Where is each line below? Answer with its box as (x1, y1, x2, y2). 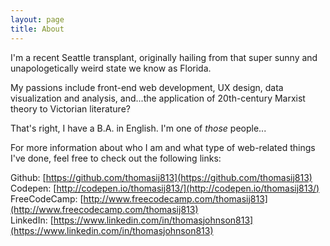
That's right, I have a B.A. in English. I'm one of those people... (10, 122, 267, 134)
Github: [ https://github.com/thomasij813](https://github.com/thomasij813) (10, 171, 313, 183)
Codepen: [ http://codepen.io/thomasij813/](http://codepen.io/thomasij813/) (10, 182, 320, 194)
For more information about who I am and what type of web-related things (10, 141, 316, 153)
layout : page (10, 14, 65, 25)
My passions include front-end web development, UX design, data (10, 81, 284, 93)
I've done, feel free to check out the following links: (10, 152, 222, 164)
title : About (10, 24, 65, 34)
